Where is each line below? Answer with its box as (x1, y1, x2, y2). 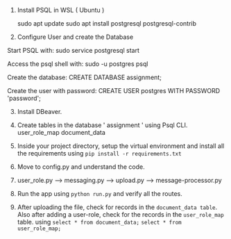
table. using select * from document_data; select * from (17, 218, 182, 226)
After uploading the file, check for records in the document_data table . (17, 203, 218, 211)
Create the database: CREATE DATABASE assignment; (7, 73, 162, 81)
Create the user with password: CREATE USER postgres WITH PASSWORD (7, 87, 221, 94)
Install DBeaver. (17, 108, 62, 115)
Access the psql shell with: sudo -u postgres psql (7, 60, 148, 68)
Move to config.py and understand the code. (17, 163, 145, 171)
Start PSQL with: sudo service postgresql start (7, 47, 140, 54)
